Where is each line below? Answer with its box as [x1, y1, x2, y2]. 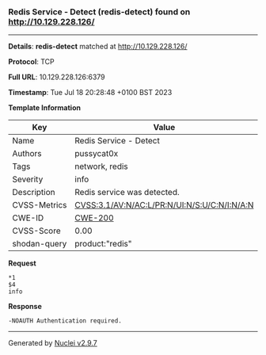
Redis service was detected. [74, 187, 180, 198]
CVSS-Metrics [12, 200, 67, 211]
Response [8, 302, 42, 311]
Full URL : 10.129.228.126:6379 [8, 72, 105, 82]
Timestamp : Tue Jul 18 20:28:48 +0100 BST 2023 [8, 88, 173, 97]
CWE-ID [12, 212, 44, 223]
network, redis [74, 161, 128, 172]
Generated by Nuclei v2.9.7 [8, 338, 97, 348]
